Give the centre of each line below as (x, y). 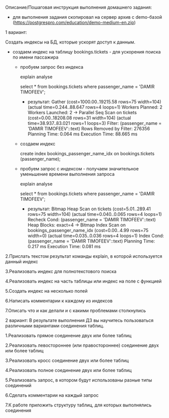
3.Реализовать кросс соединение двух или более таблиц (67, 360)
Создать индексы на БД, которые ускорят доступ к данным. (70, 42)
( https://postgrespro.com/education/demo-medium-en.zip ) (74, 22)
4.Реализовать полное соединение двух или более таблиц (69, 370)
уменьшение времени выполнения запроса (67, 174)
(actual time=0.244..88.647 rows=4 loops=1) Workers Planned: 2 (95, 107)
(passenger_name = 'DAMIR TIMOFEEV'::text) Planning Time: (91, 241)
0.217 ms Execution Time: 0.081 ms (64, 246)
